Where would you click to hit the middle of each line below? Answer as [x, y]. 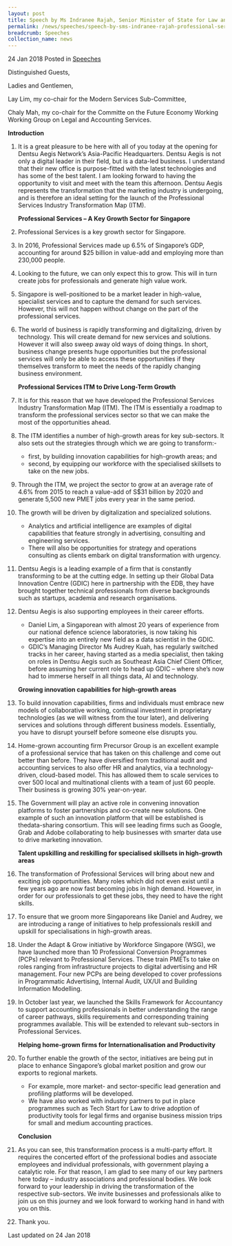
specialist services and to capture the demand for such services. [110, 302]
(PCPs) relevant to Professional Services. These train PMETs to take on [118, 959]
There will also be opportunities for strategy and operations [112, 548]
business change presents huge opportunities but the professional [112, 352]
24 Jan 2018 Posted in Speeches [55, 59]
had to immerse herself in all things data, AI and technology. [113, 676]
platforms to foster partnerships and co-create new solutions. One [112, 811]
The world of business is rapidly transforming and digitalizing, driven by [119, 329]
